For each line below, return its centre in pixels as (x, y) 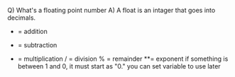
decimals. (22, 18)
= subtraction (37, 45)
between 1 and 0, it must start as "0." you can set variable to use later (119, 66)
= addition (33, 31)
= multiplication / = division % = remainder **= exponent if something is (123, 59)
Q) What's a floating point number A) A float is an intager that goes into (111, 10)
